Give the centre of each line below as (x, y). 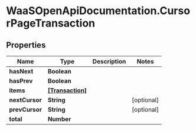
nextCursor (26, 100)
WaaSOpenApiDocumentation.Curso (98, 11)
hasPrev (21, 81)
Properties (26, 45)
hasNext (21, 71)
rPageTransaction (51, 23)
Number (59, 119)
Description (109, 61)
